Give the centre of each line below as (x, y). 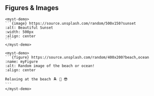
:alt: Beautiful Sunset (29, 28)
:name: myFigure (21, 62)
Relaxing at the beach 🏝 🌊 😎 (36, 79)
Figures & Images (32, 8)
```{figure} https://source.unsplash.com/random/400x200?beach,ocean (77, 57)
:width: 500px (19, 32)
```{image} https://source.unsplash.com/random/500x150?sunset (71, 23)
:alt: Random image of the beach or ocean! (50, 66)
